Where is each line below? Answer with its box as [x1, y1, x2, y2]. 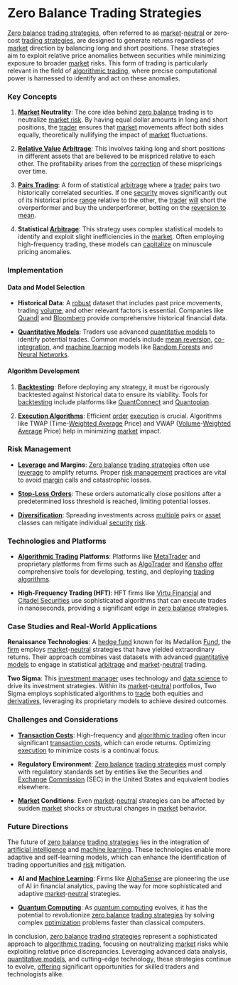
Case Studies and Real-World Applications [7, 621, 158, 631]
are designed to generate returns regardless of [77, 36, 214, 44]
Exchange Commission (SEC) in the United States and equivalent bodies [17, 774, 229, 784]
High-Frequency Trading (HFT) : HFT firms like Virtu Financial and [17, 589, 212, 597]
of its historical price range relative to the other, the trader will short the [17, 196, 227, 204]
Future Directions [7, 821, 69, 831]
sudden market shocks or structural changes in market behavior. [17, 804, 207, 812]
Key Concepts [7, 91, 58, 101]
